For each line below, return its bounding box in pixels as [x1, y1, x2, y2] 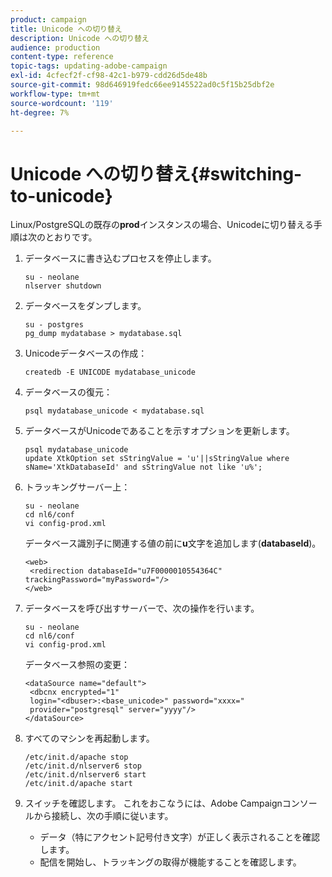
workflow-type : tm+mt [10, 89, 101, 99]
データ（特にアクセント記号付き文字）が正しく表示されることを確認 [39, 831, 320, 843]
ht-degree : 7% [10, 107, 70, 118]
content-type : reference [10, 52, 114, 62]
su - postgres [24, 320, 84, 330]
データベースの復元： [24, 386, 113, 398]
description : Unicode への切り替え [10, 33, 150, 43]
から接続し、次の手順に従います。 [33, 810, 174, 822]
